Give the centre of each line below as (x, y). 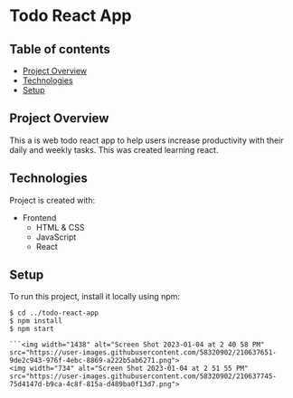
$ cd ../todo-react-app (54, 313)
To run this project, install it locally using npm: (95, 297)
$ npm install (36, 321)
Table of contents (60, 49)
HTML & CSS (60, 227)
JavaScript (56, 237)
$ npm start (32, 329)
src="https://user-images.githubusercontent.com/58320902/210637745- (143, 376)
